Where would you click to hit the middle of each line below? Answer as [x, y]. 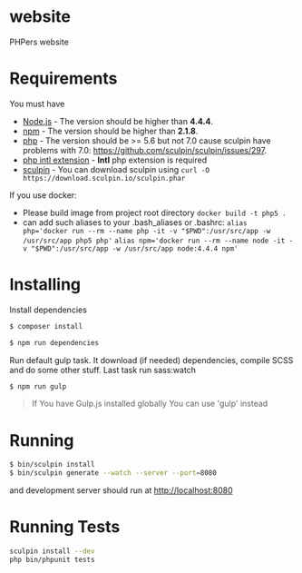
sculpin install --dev [52, 551]
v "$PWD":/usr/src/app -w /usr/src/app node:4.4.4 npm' [130, 248]
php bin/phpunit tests [52, 559]
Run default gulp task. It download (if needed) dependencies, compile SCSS [151, 360]
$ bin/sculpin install [52, 465]
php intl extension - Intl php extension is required [115, 160]
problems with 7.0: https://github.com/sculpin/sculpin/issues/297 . [145, 150]
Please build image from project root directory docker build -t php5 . [155, 212]
